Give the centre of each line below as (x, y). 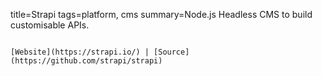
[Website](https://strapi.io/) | (80, 52)
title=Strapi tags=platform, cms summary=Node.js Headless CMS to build (161, 14)
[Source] (171, 52)
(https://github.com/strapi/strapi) (86, 61)
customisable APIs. (50, 25)
